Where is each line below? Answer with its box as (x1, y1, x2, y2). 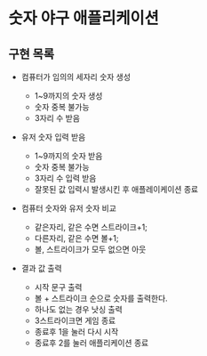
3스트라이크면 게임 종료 (34, 315, 116, 326)
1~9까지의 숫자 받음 (34, 150, 103, 161)
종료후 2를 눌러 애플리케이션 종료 (34, 337, 149, 348)
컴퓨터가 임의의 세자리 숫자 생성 (20, 72, 131, 82)
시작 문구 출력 (34, 282, 83, 292)
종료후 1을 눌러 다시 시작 (34, 327, 119, 336)
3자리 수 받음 (34, 113, 81, 123)
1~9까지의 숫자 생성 (34, 91, 103, 101)
